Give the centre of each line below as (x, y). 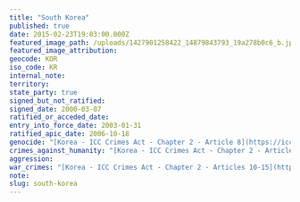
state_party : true (43, 92)
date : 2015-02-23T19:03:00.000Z (69, 34)
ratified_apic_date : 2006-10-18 (69, 134)
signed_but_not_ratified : (57, 101)
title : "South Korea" (50, 17)
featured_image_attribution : (63, 51)
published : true (39, 26)
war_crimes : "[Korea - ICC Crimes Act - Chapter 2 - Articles (127, 167)
